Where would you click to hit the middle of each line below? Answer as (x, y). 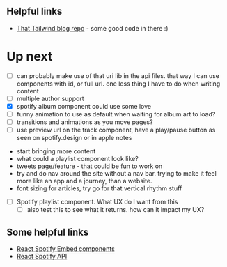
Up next (30, 56)
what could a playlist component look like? (77, 159)
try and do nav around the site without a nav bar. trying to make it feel (116, 174)
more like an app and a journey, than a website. (84, 181)
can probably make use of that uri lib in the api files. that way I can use (118, 75)
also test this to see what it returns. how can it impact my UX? (116, 210)
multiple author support (50, 98)
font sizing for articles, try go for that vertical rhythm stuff (99, 188)
